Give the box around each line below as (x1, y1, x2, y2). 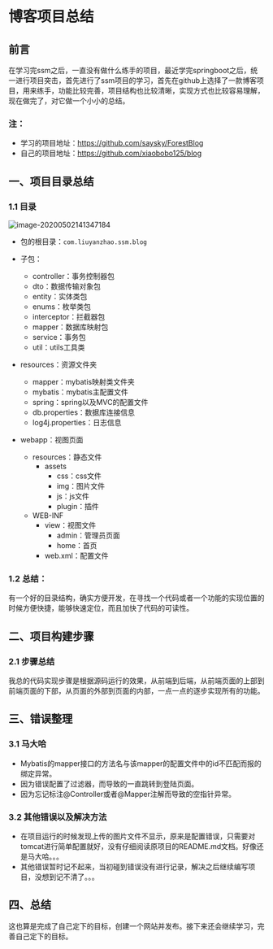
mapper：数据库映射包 (32, 322, 109, 332)
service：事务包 (32, 332, 87, 342)
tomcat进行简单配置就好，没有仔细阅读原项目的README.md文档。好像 (19, 841, 258, 851)
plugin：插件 (56, 501, 99, 511)
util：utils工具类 (32, 342, 85, 352)
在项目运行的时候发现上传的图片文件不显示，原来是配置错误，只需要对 (19, 831, 256, 841)
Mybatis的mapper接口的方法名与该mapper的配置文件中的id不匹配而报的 (19, 758, 262, 768)
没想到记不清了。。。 (34, 872, 99, 882)
